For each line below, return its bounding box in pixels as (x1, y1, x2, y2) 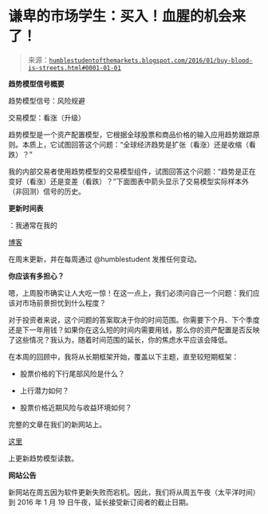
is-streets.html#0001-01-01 (27, 64, 121, 72)
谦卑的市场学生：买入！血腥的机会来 (8, 7, 246, 26)
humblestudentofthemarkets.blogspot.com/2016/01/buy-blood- (49, 57, 253, 65)
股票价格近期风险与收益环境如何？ (19, 402, 132, 412)
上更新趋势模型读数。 (8, 453, 78, 463)
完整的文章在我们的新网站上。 (8, 419, 106, 429)
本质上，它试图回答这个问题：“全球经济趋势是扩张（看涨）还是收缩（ (22, 139, 250, 149)
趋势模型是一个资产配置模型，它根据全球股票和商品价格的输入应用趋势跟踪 (8, 129, 253, 139)
